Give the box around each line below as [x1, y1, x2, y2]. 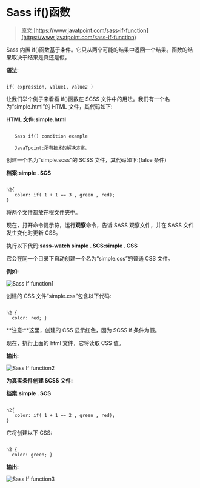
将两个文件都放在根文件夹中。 [6, 209, 81, 216]
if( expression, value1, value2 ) [6, 84, 94, 90]
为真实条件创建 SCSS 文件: [6, 376, 73, 384]
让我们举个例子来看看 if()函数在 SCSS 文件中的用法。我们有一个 [6, 95, 165, 102]
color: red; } [12, 315, 47, 321]
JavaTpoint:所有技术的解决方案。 [14, 145, 90, 151]
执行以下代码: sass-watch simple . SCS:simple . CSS [6, 242, 138, 249]
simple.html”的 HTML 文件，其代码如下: [14, 102, 113, 110]
